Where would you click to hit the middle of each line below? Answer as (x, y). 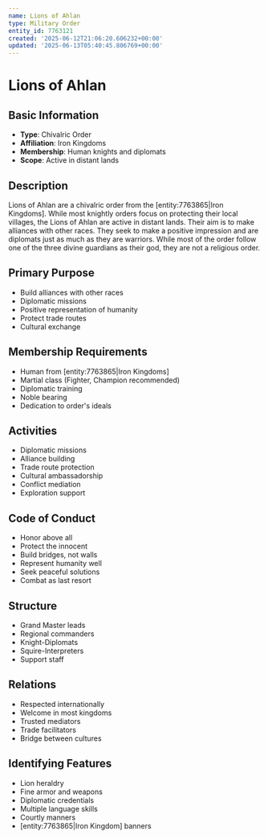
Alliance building (47, 459)
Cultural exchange (50, 326)
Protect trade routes (53, 318)
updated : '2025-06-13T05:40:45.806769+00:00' (85, 46)
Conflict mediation (51, 485)
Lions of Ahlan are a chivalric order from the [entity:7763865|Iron (116, 205)
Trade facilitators (48, 729)
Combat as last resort (56, 581)
